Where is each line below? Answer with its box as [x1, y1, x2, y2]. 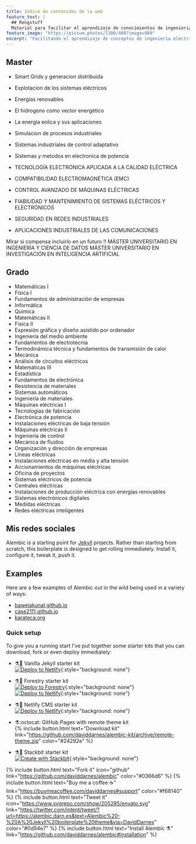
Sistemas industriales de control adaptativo [14, 141, 118, 148]
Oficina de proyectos [14, 469, 65, 476]
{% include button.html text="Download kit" [14, 725, 120, 732]
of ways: [6, 591, 27, 598]
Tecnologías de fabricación [14, 407, 80, 414]
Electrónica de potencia [14, 413, 72, 420]
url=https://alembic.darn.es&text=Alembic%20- [6, 812, 121, 819]
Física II [14, 320, 33, 327]
